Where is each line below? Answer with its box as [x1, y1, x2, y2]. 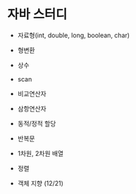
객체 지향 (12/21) [17, 179, 63, 187]
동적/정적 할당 [17, 119, 56, 127]
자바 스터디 [7, 6, 68, 22]
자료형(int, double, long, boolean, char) [17, 31, 130, 39]
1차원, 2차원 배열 [17, 149, 64, 157]
